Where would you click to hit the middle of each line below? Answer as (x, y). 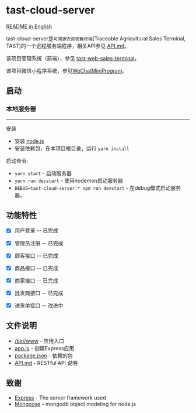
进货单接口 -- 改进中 (39, 305)
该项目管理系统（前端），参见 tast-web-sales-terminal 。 (73, 58)
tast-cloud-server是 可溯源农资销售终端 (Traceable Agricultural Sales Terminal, (96, 38)
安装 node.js (29, 141)
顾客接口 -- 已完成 (36, 255)
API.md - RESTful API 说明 (46, 363)
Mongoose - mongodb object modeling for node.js (75, 404)
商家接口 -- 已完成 (36, 280)
